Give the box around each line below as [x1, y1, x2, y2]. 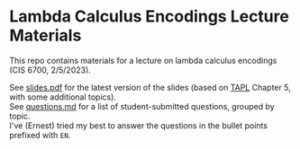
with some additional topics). [9, 92, 117, 102]
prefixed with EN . [9, 129, 71, 140]
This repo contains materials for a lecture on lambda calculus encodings [9, 55, 277, 66]
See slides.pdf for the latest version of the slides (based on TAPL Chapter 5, [9, 82, 291, 92]
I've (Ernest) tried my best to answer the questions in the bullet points [9, 119, 268, 131]
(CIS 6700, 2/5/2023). [9, 65, 92, 75]
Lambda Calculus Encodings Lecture [9, 6, 290, 27]
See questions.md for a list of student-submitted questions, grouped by [9, 101, 275, 111]
